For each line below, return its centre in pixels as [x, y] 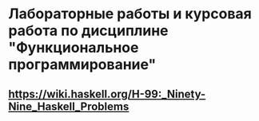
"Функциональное [74, 48]
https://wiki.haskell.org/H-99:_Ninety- [107, 94]
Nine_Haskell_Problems [69, 106]
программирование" [82, 65]
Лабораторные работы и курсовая [130, 14]
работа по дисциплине [88, 31]
